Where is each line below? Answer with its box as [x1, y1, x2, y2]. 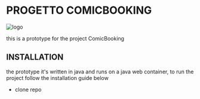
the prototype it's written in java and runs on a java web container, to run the [6, 68, 194, 75]
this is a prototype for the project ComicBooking [6, 35, 124, 42]
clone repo [14, 86, 42, 93]
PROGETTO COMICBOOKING [6, 4, 152, 17]
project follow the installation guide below [6, 74, 109, 81]
